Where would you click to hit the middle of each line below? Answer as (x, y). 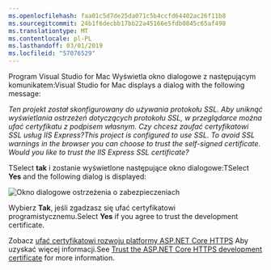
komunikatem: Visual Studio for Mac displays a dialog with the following (127, 85)
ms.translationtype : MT (49, 31)
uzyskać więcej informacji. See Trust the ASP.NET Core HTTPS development (135, 249)
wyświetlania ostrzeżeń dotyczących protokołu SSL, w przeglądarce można (135, 118)
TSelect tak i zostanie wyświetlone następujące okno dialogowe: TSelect (129, 168)
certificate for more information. (62, 258)
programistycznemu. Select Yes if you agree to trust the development (123, 216)
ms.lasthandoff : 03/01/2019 (56, 46)
